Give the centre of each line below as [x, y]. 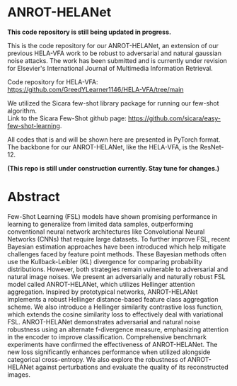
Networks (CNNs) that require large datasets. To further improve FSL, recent [119, 239]
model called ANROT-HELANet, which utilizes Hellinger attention [102, 284]
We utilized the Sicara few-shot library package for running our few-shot [113, 103]
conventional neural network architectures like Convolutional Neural [106, 232]
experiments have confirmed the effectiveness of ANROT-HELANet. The [112, 344]
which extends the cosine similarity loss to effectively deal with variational [115, 314]
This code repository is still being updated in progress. [89, 32]
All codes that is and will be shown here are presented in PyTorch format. [114, 140]
